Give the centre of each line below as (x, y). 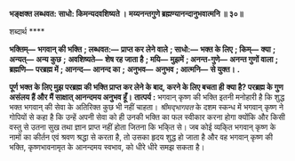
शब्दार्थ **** (27, 32)
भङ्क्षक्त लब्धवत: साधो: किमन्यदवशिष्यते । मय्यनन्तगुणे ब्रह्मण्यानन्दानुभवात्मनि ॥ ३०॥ (127, 14)
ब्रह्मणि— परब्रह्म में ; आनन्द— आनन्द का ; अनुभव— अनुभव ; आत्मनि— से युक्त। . (124, 69)
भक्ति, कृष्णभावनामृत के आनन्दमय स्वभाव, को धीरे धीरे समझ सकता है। (107, 147)
